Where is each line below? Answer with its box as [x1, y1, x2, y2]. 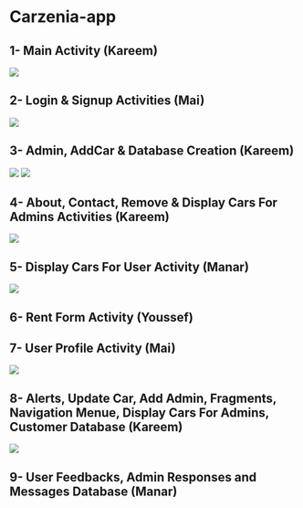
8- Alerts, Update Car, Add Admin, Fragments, [9, 390, 277, 406]
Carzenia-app [9, 6, 117, 27]
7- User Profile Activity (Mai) [9, 341, 176, 356]
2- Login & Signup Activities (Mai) [9, 93, 205, 109]
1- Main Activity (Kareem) [9, 43, 158, 58]
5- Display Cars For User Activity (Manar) [9, 259, 249, 275]
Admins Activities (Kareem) [9, 209, 171, 225]
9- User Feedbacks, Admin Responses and [9, 469, 257, 485]
